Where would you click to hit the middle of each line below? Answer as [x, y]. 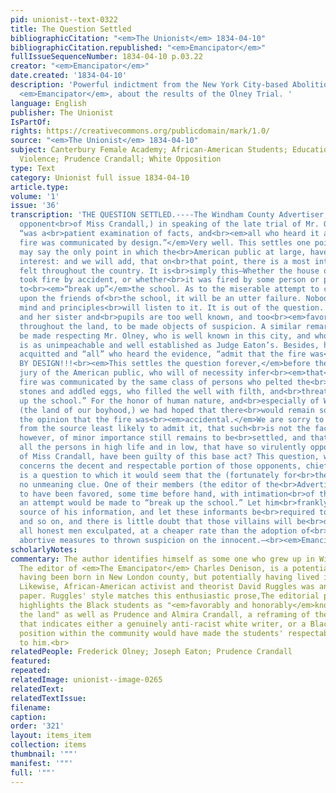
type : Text [33, 168]
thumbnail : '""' [44, 754]
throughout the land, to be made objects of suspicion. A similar [160, 326]
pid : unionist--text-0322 [64, 19]
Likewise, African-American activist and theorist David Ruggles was [167, 587]
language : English [48, 103]
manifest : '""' [42, 763]
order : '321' [37, 726]
